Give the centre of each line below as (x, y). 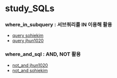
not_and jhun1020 (30, 65)
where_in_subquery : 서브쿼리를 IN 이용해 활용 (59, 25)
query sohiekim (28, 36)
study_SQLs (30, 9)
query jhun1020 (28, 41)
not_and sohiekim (30, 70)
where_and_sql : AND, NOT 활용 (43, 54)
